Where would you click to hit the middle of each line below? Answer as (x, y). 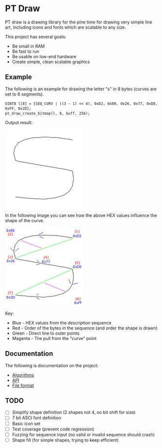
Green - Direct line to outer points (46, 333)
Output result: (19, 122)
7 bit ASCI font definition (37, 418)
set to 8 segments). (25, 94)
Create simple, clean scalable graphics (51, 62)
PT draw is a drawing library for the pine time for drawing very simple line (79, 22)
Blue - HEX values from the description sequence (62, 322)
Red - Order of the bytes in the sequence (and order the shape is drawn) (85, 328)
